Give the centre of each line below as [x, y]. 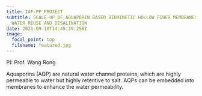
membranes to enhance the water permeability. [65, 86]
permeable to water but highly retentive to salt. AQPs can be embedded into [100, 80]
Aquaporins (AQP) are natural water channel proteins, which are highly [94, 74]
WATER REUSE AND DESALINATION [49, 23]
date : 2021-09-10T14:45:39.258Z [47, 28]
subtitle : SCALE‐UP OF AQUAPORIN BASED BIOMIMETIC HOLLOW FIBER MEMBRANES [102, 17]
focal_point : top [33, 40]
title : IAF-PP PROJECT [35, 12]
